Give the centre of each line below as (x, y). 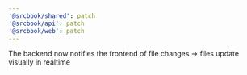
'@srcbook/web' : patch (46, 31)
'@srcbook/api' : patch (46, 23)
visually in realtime (40, 62)
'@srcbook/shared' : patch (52, 16)
